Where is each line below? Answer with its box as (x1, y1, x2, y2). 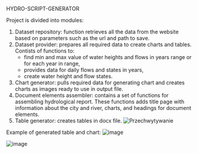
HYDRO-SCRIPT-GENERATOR (6, 5, 80, 12)
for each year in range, (23, 60, 81, 67)
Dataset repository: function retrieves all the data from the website (14, 28, 179, 35)
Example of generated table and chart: (6, 128, 101, 136)
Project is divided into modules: (6, 17, 84, 23)
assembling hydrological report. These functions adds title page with (14, 98, 184, 105)
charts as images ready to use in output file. (14, 85, 124, 92)
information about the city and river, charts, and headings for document (14, 105, 191, 111)
